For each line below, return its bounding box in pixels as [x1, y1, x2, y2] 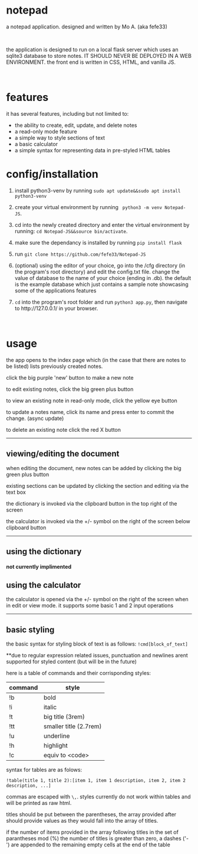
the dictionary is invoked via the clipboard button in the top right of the [6, 500, 177, 507]
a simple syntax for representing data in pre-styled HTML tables [14, 146, 171, 154]
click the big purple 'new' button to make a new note [6, 374, 134, 381]
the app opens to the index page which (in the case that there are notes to [6, 356, 186, 363]
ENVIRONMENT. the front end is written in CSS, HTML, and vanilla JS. [6, 58, 176, 66]
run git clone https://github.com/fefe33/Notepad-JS [14, 250, 146, 257]
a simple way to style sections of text [14, 134, 105, 141]
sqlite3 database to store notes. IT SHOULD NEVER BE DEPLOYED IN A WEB [6, 52, 192, 59]
